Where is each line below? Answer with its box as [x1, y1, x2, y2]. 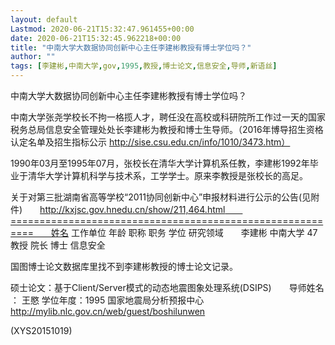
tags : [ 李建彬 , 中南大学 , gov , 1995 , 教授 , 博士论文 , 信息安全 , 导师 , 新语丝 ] [10, 61, 278, 71]
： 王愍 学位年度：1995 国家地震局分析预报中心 [10, 294, 205, 306]
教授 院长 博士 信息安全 [10, 239, 106, 251]
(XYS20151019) [10, 325, 73, 336]
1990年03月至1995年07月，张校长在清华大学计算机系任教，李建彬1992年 [10, 157, 310, 169]
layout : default [10, 14, 78, 25]
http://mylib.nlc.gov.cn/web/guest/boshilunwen [10, 306, 206, 317]
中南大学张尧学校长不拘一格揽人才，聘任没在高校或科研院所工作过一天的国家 [10, 111, 326, 123]
